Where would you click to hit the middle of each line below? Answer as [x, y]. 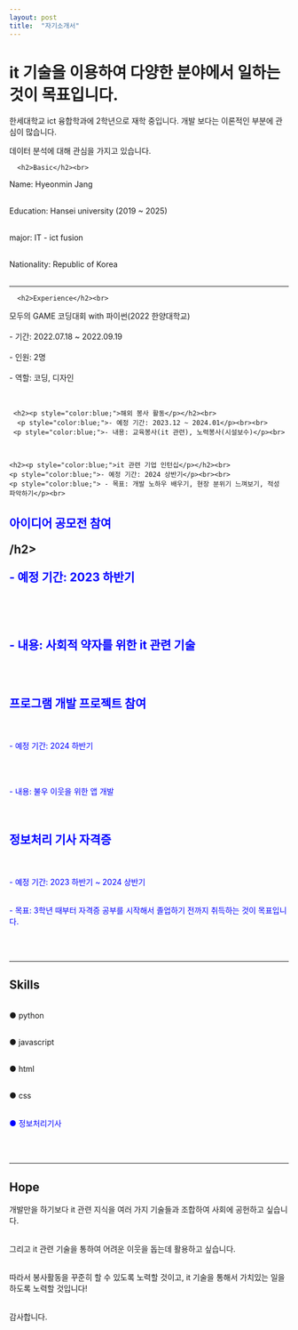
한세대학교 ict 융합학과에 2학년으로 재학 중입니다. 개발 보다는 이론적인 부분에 [141, 121]
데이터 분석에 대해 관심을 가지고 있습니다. [80, 151]
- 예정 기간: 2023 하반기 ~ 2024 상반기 [78, 882]
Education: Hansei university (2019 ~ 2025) [89, 211]
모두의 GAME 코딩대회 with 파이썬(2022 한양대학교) [100, 316]
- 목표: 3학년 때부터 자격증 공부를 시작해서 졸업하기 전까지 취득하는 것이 [133, 910]
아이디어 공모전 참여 [60, 523]
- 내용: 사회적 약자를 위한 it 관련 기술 [102, 645]
